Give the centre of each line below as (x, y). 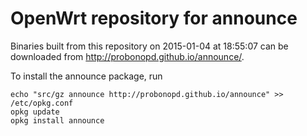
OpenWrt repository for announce (154, 18)
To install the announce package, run (86, 76)
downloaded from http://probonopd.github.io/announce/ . (127, 56)
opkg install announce (57, 120)
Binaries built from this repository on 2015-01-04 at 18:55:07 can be (149, 46)
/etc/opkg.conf (42, 103)
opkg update (35, 112)
